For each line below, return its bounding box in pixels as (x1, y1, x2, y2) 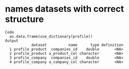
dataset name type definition (31, 42, 124, 47)
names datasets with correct (5, 3, 124, 15)
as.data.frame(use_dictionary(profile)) (9, 34, 93, 39)
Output (5, 38, 19, 43)
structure (5, 14, 44, 25)
